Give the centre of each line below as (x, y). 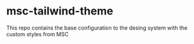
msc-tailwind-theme (60, 11)
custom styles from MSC (38, 34)
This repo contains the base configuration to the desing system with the (97, 28)
